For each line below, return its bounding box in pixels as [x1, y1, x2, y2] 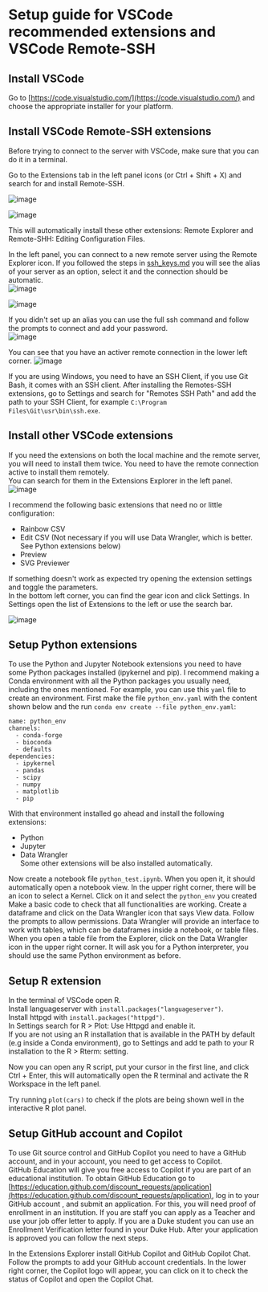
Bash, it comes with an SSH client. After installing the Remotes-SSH [8, 380, 232, 389]
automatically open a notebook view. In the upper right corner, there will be [8, 882, 257, 892]
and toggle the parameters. [8, 582, 99, 592]
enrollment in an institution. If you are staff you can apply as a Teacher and [8, 1208, 255, 1217]
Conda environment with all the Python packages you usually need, [8, 676, 231, 686]
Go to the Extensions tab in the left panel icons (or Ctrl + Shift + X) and [8, 170, 242, 180]
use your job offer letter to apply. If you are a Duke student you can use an [8, 1217, 254, 1226]
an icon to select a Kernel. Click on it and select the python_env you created [8, 891, 258, 901]
